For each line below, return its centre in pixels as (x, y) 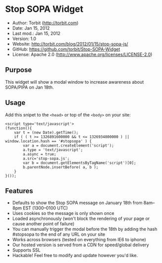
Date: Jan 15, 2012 (31, 28)
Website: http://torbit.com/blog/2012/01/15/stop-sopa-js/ (70, 44)
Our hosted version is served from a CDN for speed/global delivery (81, 245)
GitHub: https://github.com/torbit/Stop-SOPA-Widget (66, 49)
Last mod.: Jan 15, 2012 (36, 33)
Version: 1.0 (24, 39)
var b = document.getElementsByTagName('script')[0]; (80, 163)
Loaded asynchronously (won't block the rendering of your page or (81, 218)
